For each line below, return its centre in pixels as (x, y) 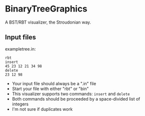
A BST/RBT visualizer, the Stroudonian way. (48, 22)
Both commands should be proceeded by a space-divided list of (76, 99)
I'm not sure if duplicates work (42, 109)
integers (20, 104)
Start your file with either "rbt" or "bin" (50, 89)
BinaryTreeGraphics (46, 9)
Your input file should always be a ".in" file (54, 83)
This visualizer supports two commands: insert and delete (71, 94)
